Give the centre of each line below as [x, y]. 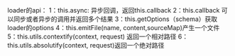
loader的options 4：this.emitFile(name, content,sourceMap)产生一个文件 [114, 28]
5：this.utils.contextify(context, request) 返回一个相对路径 [92, 36]
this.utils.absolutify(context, [48, 45]
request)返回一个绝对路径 [127, 45]
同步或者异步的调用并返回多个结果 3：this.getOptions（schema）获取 [115, 19]
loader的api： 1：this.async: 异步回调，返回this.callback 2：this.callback [114, 10]
